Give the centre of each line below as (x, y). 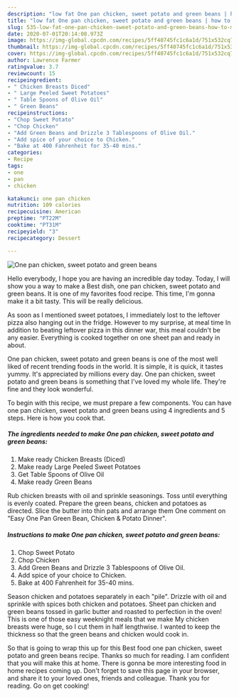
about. (17, 345)
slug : (15, 27)
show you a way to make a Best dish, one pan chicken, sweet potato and (114, 286)
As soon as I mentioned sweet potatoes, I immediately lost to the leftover (114, 315)
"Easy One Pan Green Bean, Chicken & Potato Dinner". (87, 519)
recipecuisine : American (44, 212)
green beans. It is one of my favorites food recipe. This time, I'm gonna (111, 293)
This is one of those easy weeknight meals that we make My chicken (108, 620)
